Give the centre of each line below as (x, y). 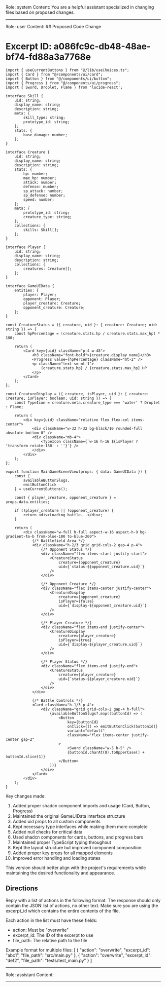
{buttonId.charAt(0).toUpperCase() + (106, 752)
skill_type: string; (44, 117)
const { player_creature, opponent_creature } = (65, 497)
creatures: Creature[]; (48, 268)
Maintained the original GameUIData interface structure (69, 816)
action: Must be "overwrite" (41, 930)
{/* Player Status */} (64, 662)
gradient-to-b (20, 536)
